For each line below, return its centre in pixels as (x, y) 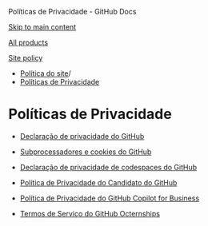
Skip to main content (42, 27)
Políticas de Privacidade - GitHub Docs (72, 12)
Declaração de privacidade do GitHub (82, 136)
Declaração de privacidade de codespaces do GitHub (108, 167)
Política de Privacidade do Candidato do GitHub (98, 182)
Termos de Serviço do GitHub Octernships (90, 213)
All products (28, 42)
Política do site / (46, 73)
